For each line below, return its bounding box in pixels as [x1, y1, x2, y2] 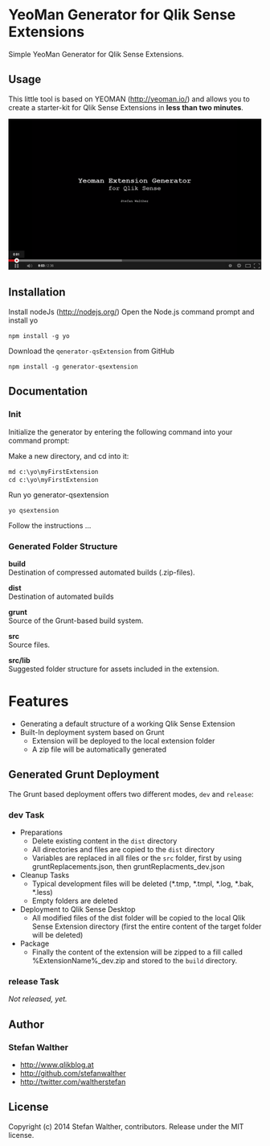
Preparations [19, 827, 63, 837]
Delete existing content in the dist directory [31, 835, 178, 846]
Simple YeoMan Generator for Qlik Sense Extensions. [8, 49, 185, 59]
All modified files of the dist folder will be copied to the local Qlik [31, 913, 246, 922]
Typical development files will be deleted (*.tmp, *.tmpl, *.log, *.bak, [31, 879, 255, 888]
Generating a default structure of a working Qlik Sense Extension [19, 719, 235, 728]
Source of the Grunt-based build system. [8, 616, 144, 625]
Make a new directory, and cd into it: [8, 451, 129, 460]
